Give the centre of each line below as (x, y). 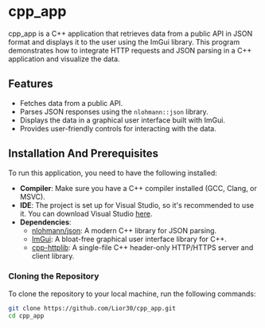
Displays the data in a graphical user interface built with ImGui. (122, 120)
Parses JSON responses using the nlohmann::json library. (114, 111)
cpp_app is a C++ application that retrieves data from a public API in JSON (131, 33)
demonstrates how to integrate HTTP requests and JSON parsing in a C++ (130, 50)
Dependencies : (45, 222)
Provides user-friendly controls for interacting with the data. (118, 128)
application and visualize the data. (64, 59)
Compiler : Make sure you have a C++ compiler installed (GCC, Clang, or (138, 188)
